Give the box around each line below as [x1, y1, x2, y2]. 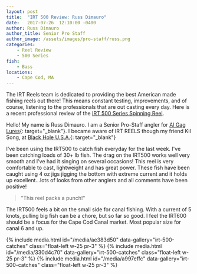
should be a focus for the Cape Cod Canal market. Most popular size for [6, 218, 182, 225]
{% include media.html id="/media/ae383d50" [6, 236, 119, 243]
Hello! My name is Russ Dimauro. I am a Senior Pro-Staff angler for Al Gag [6, 121, 186, 128]
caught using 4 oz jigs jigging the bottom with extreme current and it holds [6, 170, 188, 178]
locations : [6, 69, 33, 75]
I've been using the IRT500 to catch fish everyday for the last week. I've [6, 146, 181, 153]
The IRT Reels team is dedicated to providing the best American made [6, 91, 176, 98]
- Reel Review [17, 47, 51, 53]
